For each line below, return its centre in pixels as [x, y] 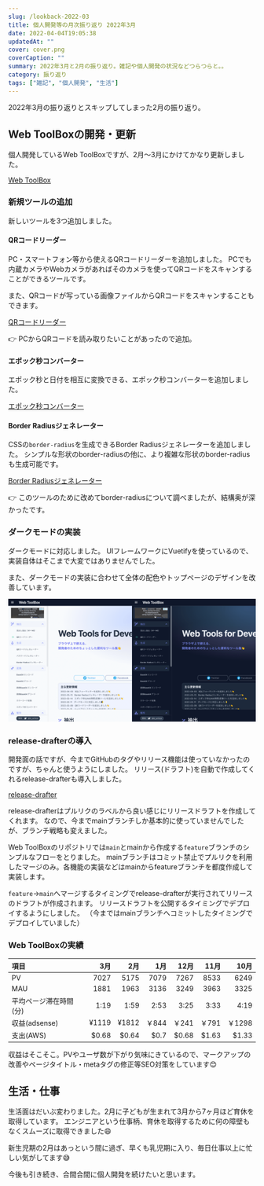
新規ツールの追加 [40, 202]
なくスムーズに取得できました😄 [60, 1131]
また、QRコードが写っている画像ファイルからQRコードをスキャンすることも [131, 296]
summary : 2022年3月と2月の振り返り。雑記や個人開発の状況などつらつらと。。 [118, 67]
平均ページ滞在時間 [42, 1001]
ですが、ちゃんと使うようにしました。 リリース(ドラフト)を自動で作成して [128, 769]
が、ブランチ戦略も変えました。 [60, 830]
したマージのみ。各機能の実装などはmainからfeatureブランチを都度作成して [131, 867]
